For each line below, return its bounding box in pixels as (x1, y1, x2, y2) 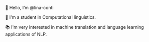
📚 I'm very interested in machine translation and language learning (5, 24, 144, 30)
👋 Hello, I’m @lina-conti (5, 5, 54, 10)
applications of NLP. (5, 31, 47, 37)
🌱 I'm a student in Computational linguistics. (5, 14, 96, 20)
